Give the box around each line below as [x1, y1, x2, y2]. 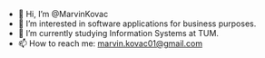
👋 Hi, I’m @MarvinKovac [17, 9, 109, 19]
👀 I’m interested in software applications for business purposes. [17, 18, 257, 29]
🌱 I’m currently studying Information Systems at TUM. [17, 28, 220, 38]
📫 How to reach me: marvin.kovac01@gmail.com [17, 38, 202, 49]
